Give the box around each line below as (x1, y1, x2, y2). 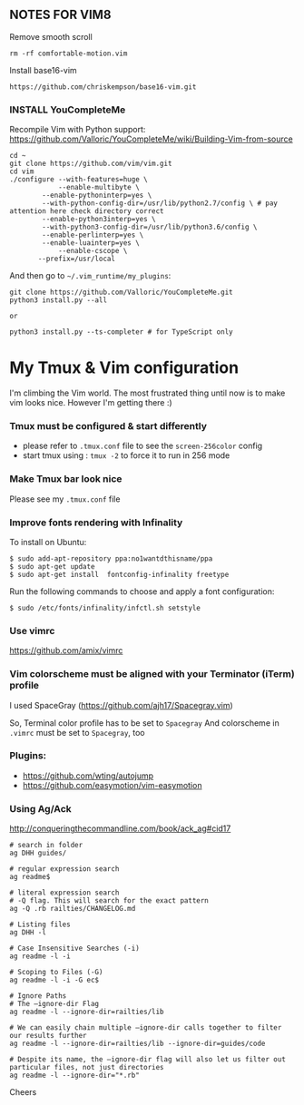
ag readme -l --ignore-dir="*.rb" (9, 1071, 141, 1081)
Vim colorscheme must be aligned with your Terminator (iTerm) (9, 668, 295, 680)
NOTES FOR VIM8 (9, 7, 112, 23)
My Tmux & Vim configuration (9, 357, 239, 378)
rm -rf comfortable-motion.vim (9, 49, 128, 58)
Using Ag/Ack (9, 802, 73, 815)
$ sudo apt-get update (9, 562, 95, 571)
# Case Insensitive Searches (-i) (9, 944, 141, 953)
